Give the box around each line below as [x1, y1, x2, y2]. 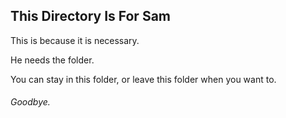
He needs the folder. [10, 54, 95, 66]
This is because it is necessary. [10, 34, 140, 46]
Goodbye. [10, 96, 51, 108]
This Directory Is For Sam [10, 8, 171, 25]
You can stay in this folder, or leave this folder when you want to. [10, 73, 277, 85]
